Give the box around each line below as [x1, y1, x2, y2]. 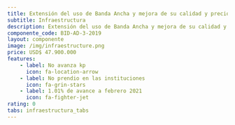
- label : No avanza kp [20, 62, 86, 69]
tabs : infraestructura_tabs [7, 107, 90, 114]
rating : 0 [7, 101, 36, 108]
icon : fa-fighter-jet [25, 94, 90, 101]
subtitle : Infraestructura [7, 17, 86, 24]
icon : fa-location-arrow [25, 68, 99, 75]
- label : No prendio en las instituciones [20, 74, 145, 82]
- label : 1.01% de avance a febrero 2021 [20, 87, 142, 94]
